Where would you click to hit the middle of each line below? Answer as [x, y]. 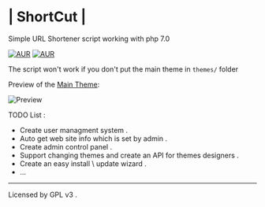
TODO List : [27, 115]
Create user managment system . [74, 130]
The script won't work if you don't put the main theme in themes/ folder [123, 69]
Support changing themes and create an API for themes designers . [129, 155]
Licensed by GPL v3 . [43, 194]
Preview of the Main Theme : [54, 84]
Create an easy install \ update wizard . [83, 163]
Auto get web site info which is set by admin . [93, 139]
